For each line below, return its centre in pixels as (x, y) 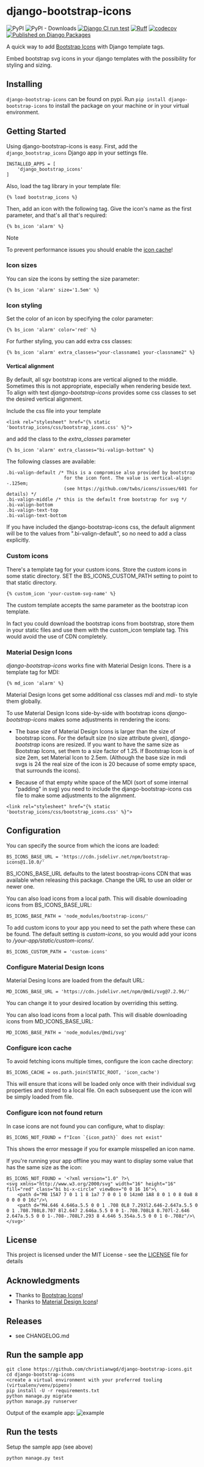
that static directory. (31, 582)
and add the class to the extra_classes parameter (68, 439)
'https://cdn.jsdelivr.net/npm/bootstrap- (116, 857)
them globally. (24, 701)
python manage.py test (35, 1458)
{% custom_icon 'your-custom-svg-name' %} (61, 593)
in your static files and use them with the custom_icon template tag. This (97, 630)
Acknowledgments (43, 1280)
